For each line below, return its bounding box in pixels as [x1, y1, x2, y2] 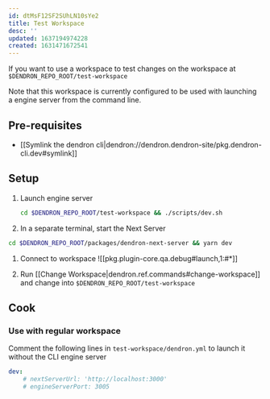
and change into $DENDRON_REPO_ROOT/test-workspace [19, 277, 196, 287]
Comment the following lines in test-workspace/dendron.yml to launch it [8, 343, 246, 353]
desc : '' [8, 27, 38, 35]
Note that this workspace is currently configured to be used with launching [8, 86, 257, 97]
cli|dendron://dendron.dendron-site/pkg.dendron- [95, 139, 262, 149]
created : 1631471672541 [8, 42, 89, 50]
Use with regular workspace [8, 325, 121, 336]
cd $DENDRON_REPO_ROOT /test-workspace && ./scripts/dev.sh [19, 209, 223, 217]
